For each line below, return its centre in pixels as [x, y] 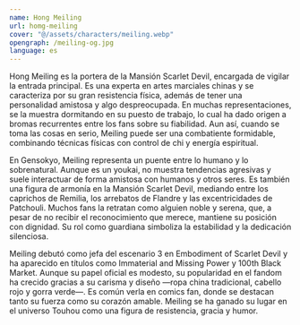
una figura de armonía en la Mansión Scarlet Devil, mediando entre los [139, 189]
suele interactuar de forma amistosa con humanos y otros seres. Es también [150, 179]
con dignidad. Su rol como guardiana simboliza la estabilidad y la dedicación [150, 227]
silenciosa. [29, 236]
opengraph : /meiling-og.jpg [62, 43]
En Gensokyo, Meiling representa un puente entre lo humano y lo [129, 160]
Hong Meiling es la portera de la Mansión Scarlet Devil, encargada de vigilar [150, 76]
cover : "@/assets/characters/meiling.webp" [92, 34]
